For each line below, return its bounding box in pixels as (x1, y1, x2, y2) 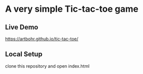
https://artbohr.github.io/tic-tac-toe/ (5, 36, 79, 42)
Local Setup (5, 50, 43, 58)
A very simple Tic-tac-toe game (5, 3, 139, 15)
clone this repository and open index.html (5, 63, 90, 69)
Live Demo (5, 23, 38, 31)
